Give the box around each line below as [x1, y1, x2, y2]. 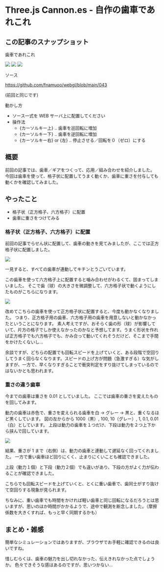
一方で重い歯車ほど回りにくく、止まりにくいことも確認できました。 [14, 454, 152, 460]
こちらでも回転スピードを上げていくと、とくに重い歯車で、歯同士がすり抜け [5, 481, 159, 487]
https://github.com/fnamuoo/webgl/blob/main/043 [5, 82, 107, 88]
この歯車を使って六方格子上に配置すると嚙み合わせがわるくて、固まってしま [5, 276, 159, 282]
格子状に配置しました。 [5, 246, 52, 252]
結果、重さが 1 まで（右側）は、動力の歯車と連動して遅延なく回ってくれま [5, 448, 155, 453]
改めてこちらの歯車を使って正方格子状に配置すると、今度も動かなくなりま [5, 308, 155, 314]
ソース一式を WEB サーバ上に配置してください [12, 113, 106, 119]
